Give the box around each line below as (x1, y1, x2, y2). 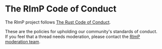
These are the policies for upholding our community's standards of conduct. (5, 28, 158, 34)
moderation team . (5, 38, 41, 44)
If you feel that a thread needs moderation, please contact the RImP (5, 34, 140, 39)
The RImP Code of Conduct (5, 3, 116, 14)
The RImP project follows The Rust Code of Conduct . (5, 19, 111, 25)
